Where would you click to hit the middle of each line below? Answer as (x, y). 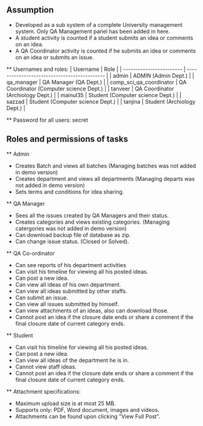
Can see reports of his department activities (71, 265)
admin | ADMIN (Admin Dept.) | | (153, 75)
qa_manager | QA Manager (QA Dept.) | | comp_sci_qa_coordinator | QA (97, 82)
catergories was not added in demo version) (71, 228)
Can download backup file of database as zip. (73, 235)
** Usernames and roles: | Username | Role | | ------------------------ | (96, 69)
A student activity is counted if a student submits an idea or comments (104, 38)
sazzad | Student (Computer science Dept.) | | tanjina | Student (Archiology (101, 101)
